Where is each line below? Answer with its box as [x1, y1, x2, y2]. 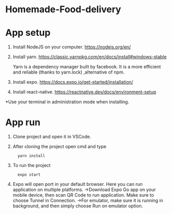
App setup [5, 27, 51, 39]
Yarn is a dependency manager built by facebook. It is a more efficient [12, 64, 161, 70]
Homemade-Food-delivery [5, 4, 121, 15]
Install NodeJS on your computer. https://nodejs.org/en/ [12, 44, 131, 50]
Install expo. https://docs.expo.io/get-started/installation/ [12, 79, 134, 85]
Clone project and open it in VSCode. [12, 134, 91, 140]
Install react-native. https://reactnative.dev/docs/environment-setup [12, 89, 157, 95]
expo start [17, 172, 41, 177]
